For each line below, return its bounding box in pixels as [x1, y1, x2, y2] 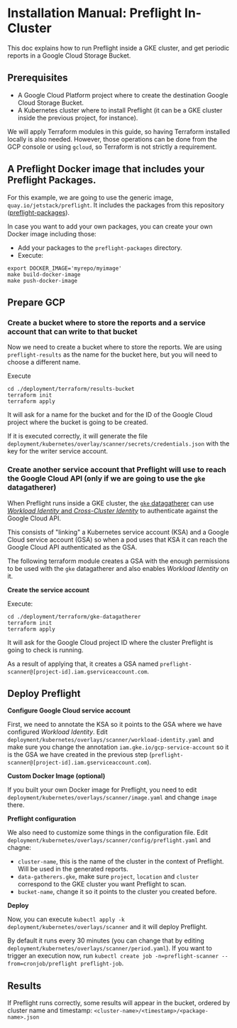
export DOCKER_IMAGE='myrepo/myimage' [7, 265, 122, 272]
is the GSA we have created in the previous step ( [7, 750, 152, 759]
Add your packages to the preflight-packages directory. [17, 243, 182, 252]
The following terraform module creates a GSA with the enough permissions [7, 557, 230, 565]
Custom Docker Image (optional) [7, 772, 106, 780]
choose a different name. [7, 358, 81, 367]
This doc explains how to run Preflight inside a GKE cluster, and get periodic [7, 43, 230, 52]
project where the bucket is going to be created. [7, 418, 148, 426]
